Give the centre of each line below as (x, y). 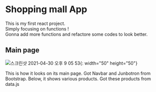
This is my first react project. (35, 23)
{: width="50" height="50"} (109, 63)
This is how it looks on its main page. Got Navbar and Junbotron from (78, 73)
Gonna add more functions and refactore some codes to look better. (76, 34)
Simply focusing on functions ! (37, 28)
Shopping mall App (46, 9)
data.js (12, 84)
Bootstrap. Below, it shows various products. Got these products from (78, 79)
